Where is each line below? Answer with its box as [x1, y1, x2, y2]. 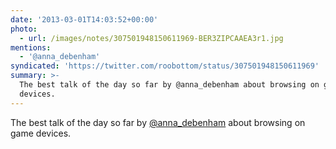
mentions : [10, 42, 52, 53]
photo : [10, 24, 38, 34]
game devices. [10, 127, 72, 139]
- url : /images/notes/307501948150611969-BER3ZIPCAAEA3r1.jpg [19, 33, 284, 43]
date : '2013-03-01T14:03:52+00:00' [10, 14, 159, 25]
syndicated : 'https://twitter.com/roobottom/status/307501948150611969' [10, 61, 320, 71]
